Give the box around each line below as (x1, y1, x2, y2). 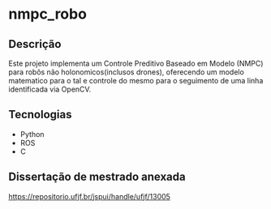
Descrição (8, 37, 62, 51)
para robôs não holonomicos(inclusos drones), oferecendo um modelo (8, 67, 245, 77)
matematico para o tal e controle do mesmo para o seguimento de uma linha (8, 76, 264, 85)
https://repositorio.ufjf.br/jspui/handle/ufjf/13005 (8, 191, 170, 201)
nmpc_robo (8, 5, 88, 23)
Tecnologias (8, 108, 72, 122)
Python (19, 129, 45, 139)
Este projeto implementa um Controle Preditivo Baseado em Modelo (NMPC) (8, 58, 264, 68)
